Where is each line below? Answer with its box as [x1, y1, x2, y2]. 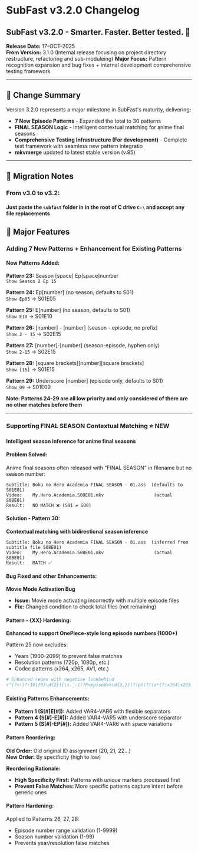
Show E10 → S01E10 [6, 313, 52, 320]
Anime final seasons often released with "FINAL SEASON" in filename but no [6, 464, 192, 471]
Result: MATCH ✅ [6, 560, 52, 566]
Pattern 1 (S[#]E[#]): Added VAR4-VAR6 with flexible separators [14, 708, 171, 715]
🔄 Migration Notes [6, 172, 74, 182]
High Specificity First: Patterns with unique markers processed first [14, 776, 181, 783]
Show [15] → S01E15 [6, 366, 55, 373]
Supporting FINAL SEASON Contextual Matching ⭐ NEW [6, 422, 170, 430]
